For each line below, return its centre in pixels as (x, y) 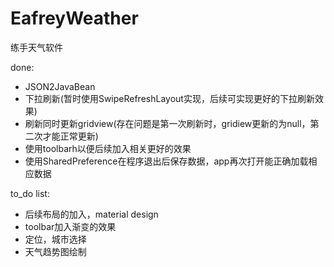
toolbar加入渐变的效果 (70, 226)
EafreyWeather (74, 18)
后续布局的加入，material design (91, 214)
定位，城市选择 (55, 239)
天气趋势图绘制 (55, 251)
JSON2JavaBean (60, 86)
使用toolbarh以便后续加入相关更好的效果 (108, 148)
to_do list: (30, 193)
